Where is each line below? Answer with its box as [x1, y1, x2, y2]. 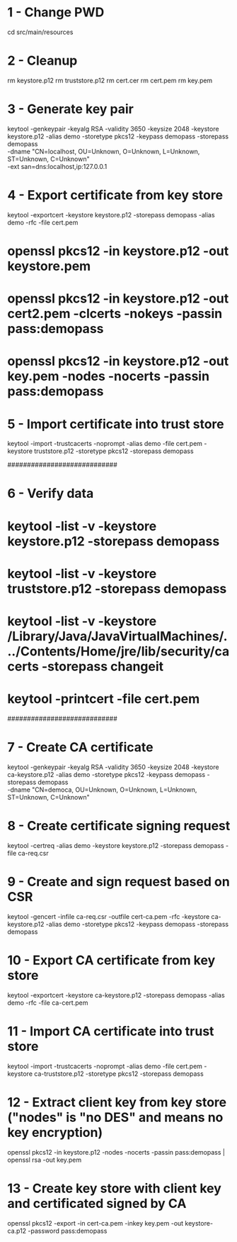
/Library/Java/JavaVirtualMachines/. [7, 628, 228, 644]
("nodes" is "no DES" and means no [7, 1109, 224, 1126]
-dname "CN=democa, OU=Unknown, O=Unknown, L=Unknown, [7, 785, 197, 794]
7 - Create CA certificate [7, 739, 154, 756]
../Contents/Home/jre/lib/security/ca [7, 643, 230, 659]
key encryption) [7, 1124, 103, 1140]
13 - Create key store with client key [7, 1180, 221, 1197]
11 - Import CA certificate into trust [7, 1023, 214, 1039]
